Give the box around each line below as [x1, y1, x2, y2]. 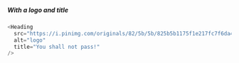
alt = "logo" [14, 36, 46, 44]
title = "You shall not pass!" [14, 43, 100, 50]
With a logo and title [7, 6, 69, 14]
